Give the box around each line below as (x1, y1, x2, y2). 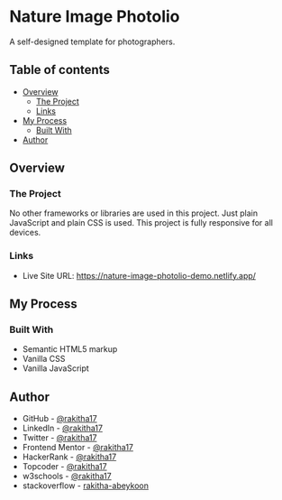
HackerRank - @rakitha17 (22, 451, 117, 462)
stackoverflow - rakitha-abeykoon (22, 480, 149, 491)
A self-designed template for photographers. (9, 36, 176, 47)
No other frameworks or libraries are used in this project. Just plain (9, 208, 259, 218)
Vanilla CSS (22, 354, 66, 365)
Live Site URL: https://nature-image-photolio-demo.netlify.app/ (22, 270, 257, 281)
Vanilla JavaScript (22, 363, 90, 374)
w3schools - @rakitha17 (22, 471, 112, 482)
